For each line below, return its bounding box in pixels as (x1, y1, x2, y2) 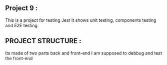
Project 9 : (5, 4, 38, 12)
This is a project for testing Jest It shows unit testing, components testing (5, 17, 156, 23)
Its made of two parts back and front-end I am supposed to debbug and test (5, 50, 162, 56)
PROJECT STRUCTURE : (5, 37, 81, 45)
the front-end (5, 55, 33, 61)
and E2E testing (5, 22, 37, 28)
